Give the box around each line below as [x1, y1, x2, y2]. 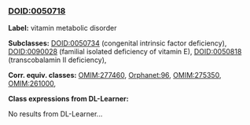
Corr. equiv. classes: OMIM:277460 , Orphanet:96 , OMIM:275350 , [8, 71, 222, 80]
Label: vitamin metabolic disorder [8, 24, 117, 33]
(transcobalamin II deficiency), [8, 55, 107, 64]
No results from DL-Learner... [8, 109, 103, 119]
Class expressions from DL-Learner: [8, 94, 129, 104]
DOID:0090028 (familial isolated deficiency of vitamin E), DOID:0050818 [8, 47, 242, 57]
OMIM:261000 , [8, 79, 57, 88]
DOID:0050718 [8, 6, 66, 17]
